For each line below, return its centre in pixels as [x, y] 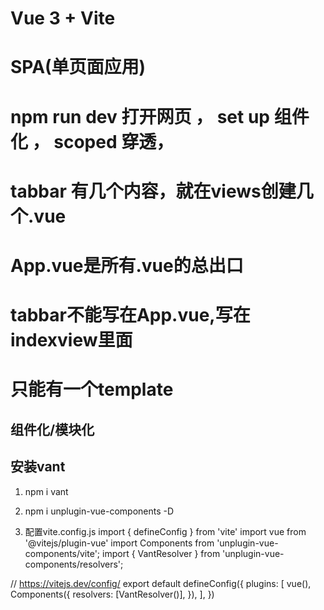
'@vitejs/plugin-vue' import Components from [119, 543]
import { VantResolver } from [161, 553]
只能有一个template [92, 389]
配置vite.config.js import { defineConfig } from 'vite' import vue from [165, 531]
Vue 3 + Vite [63, 18]
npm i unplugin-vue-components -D [99, 511]
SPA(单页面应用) [78, 67]
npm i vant [46, 491]
